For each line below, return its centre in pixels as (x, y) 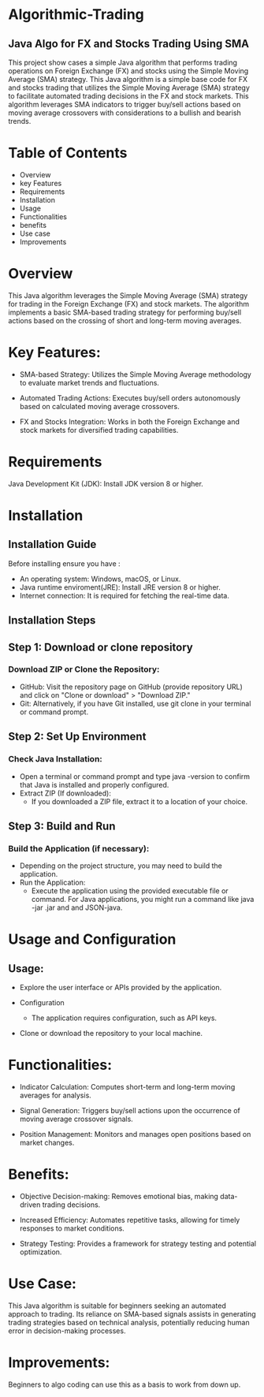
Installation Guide (52, 544)
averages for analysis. (56, 1095)
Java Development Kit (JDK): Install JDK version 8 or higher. (106, 483)
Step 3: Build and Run (62, 826)
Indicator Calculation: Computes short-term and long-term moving (127, 1087)
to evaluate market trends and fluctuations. (89, 382)
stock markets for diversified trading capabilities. (99, 430)
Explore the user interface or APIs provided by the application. (121, 988)
